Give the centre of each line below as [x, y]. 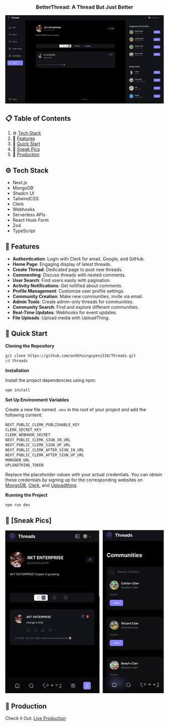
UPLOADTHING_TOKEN [24, 465]
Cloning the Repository [30, 346]
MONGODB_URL [18, 460]
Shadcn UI [23, 193]
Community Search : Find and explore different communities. [76, 307]
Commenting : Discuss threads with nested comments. [69, 275]
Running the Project [26, 495]
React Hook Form [30, 220]
